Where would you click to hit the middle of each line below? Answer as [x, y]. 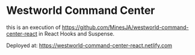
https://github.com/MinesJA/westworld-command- [125, 27]
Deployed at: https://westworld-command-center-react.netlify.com [89, 45]
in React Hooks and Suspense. [76, 33]
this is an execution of [34, 27]
